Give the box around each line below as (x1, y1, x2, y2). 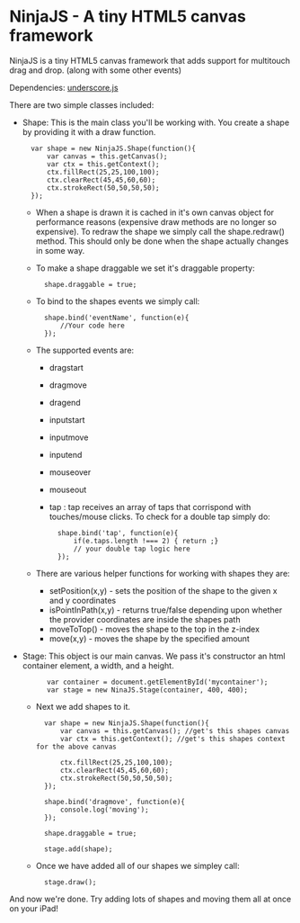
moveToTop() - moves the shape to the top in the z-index (49, 623, 260, 634)
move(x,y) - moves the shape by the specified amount (49, 632, 250, 644)
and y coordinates (49, 595, 117, 605)
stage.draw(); (43, 877, 97, 887)
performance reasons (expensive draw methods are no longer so (35, 216, 277, 227)
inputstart (49, 414, 85, 425)
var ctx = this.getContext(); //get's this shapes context (59, 734, 286, 743)
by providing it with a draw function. (22, 126, 156, 137)
